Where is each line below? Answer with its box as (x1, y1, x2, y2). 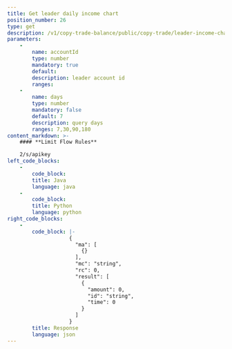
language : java (32, 183, 76, 190)
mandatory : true (32, 62, 79, 68)
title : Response (32, 324, 79, 332)
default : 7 (32, 113, 64, 120)
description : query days (32, 119, 104, 126)
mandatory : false (32, 106, 81, 113)
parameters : (7, 36, 41, 43)
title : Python (32, 202, 72, 209)
